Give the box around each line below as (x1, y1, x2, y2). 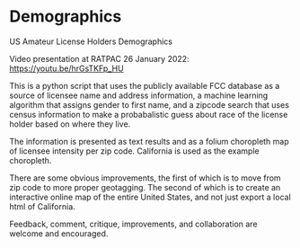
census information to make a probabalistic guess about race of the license (9, 109, 288, 120)
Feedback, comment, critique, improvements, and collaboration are (9, 218, 258, 229)
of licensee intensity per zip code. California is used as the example (9, 146, 260, 156)
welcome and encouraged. (9, 227, 109, 239)
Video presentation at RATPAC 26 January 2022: (9, 53, 190, 64)
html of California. (9, 200, 76, 212)
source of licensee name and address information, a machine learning (9, 90, 269, 101)
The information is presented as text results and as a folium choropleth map (9, 136, 289, 146)
